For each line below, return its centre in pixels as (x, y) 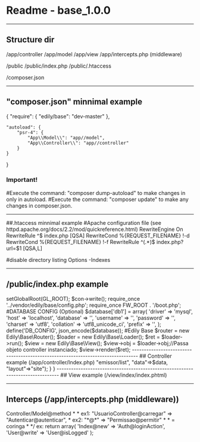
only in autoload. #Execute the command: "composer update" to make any (97, 199)
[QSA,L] (33, 248)
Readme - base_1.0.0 (59, 10)
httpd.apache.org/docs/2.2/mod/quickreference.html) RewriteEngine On (95, 229)
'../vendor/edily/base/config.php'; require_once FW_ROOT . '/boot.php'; (94, 305)
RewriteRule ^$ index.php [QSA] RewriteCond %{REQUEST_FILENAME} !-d (98, 235)
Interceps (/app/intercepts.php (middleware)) (93, 399)
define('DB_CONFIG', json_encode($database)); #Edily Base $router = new (98, 330)
